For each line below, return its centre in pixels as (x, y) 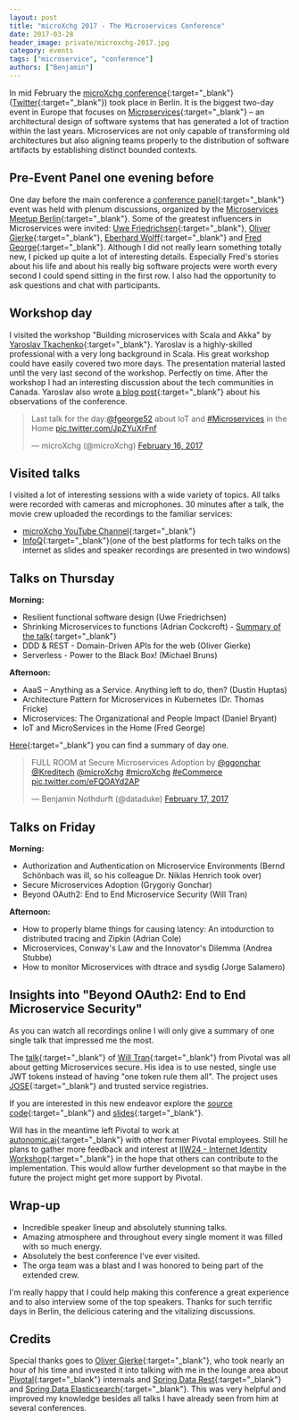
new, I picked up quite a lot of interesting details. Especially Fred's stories (144, 257)
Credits (30, 1339)
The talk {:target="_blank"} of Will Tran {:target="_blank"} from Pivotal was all (150, 1057)
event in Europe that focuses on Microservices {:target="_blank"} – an (137, 112)
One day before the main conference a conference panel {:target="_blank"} (147, 199)
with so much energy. (62, 1246)
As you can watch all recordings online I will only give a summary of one (142, 1030)
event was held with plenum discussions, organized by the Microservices (144, 209)
